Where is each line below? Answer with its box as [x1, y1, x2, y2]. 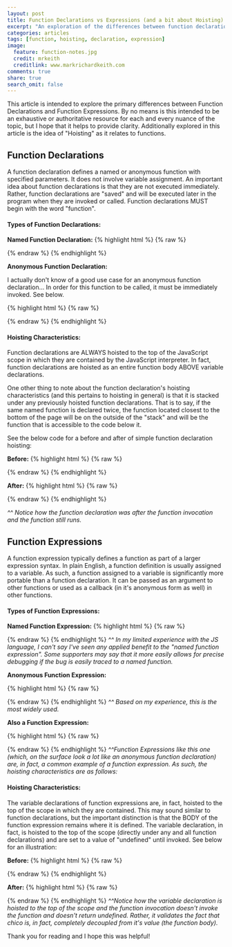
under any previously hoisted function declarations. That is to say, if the [7, 398, 211, 407]
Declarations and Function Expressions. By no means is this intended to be [7, 107, 220, 116]
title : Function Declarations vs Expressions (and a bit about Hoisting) [7, 17, 224, 24]
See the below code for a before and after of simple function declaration [7, 434, 213, 443]
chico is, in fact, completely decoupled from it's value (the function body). [7, 918, 218, 927]
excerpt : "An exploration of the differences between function [7, 23, 193, 30]
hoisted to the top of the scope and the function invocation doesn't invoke [7, 903, 218, 912]
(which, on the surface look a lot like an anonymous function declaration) [7, 753, 217, 761]
